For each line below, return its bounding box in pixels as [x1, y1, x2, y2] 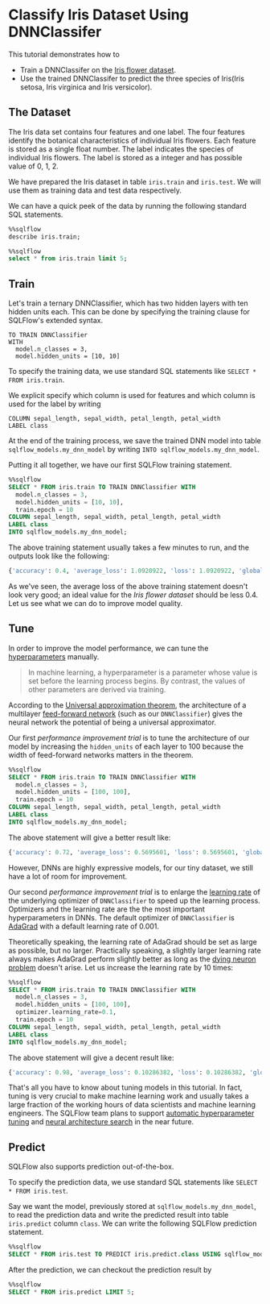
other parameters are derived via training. [27, 684, 166, 694]
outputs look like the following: [8, 551, 110, 561]
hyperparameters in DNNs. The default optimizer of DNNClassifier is [8, 912, 235, 922]
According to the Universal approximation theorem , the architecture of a [8, 700, 247, 710]
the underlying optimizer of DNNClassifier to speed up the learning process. [8, 895, 261, 905]
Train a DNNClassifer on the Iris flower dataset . [19, 64, 177, 74]
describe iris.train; [8, 232, 81, 241]
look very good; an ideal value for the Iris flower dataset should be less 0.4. [8, 590, 259, 600]
